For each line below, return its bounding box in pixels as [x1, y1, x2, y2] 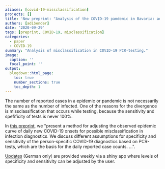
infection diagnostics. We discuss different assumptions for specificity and [5, 133, 156, 139]
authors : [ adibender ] [5, 21, 50, 26]
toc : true [14, 75, 34, 80]
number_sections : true [14, 80, 60, 84]
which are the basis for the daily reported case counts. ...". [17, 144, 136, 149]
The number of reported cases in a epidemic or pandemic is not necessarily [5, 98, 159, 104]
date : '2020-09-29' [5, 25, 45, 30]
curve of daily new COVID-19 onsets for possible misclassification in [5, 128, 143, 134]
